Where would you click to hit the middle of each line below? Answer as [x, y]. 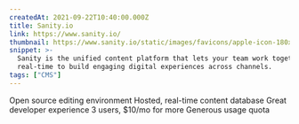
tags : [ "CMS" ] [36, 75]
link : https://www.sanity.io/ [65, 34]
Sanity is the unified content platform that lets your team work [143, 58]
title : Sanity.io [41, 26]
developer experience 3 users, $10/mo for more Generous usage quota [139, 109]
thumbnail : [29, 42]
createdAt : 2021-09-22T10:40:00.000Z [79, 17]
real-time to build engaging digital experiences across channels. [145, 67]
